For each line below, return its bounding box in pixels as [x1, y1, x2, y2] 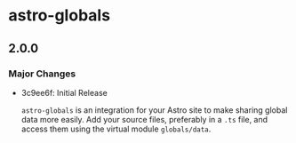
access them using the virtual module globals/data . [20, 123, 212, 134]
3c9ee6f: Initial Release [20, 87, 108, 98]
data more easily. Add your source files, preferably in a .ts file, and [20, 114, 268, 124]
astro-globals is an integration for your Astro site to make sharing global [20, 104, 288, 115]
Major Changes [8, 68, 76, 80]
